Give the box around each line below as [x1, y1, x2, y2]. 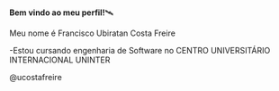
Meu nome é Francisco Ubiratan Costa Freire [9, 28, 175, 38]
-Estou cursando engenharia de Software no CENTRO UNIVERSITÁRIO [9, 45, 271, 55]
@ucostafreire [9, 72, 63, 82]
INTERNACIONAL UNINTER [9, 54, 111, 65]
